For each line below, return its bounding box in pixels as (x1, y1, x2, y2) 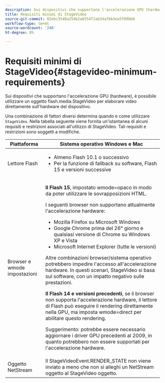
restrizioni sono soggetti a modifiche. (5, 129, 81, 135)
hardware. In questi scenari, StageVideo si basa (45, 267, 155, 273)
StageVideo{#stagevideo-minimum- (5, 66, 157, 77)
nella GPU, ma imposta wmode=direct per (45, 308, 142, 315)
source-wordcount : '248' (5, 26, 56, 31)
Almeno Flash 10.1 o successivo (54, 153, 129, 160)
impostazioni (7, 270, 37, 277)
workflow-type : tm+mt (5, 21, 50, 26)
